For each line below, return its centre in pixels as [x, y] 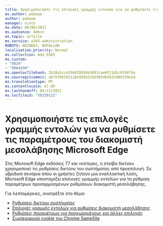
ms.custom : [16, 59]
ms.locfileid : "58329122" [31, 95]
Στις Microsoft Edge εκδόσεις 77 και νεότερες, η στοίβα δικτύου [70, 163]
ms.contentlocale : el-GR [30, 86]
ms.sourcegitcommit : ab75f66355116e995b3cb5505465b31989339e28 [70, 77]
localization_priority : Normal [37, 50]
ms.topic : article [24, 37]
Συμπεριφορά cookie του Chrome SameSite [56, 218]
